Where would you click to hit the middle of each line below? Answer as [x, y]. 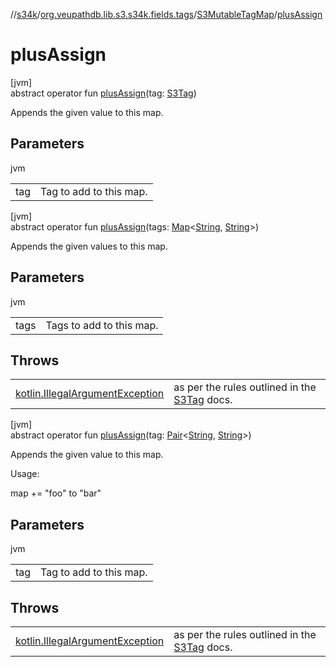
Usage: [25, 474]
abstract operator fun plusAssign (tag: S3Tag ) [103, 93]
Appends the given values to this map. [89, 246]
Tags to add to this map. [102, 325]
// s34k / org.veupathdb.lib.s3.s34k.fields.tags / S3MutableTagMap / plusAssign [166, 14]
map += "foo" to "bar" [56, 493]
